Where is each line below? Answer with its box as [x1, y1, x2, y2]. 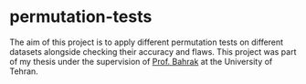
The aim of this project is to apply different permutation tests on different [9, 37, 284, 47]
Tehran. [9, 66, 38, 77]
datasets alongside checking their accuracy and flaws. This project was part [9, 46, 297, 57]
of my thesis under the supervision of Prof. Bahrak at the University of [9, 56, 273, 67]
